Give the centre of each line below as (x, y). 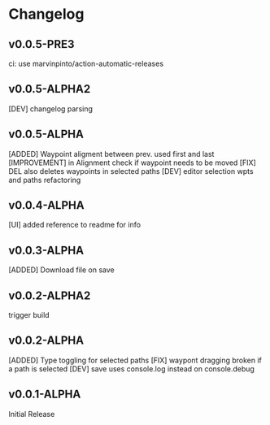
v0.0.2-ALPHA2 (50, 295)
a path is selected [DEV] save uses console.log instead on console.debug (131, 369)
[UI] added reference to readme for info (74, 225)
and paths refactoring (45, 180)
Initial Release (32, 414)
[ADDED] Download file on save (62, 270)
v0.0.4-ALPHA (46, 205)
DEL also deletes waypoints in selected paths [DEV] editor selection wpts (131, 171)
